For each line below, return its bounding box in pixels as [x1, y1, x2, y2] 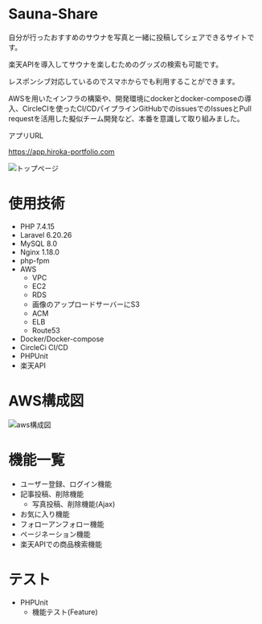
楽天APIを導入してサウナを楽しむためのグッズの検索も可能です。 [8, 59, 223, 69]
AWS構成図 [8, 392, 84, 410]
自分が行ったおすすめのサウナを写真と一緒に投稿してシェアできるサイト [8, 32, 248, 42]
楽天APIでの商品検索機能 [19, 539, 103, 549]
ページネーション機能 [19, 529, 91, 539]
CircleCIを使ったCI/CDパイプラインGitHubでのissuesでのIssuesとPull [22, 104, 252, 113]
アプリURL [8, 130, 44, 141]
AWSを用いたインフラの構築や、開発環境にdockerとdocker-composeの [8, 93, 245, 103]
